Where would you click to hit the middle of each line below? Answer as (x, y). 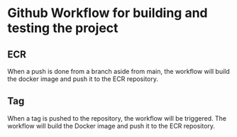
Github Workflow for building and (108, 13)
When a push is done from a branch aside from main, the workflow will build (119, 71)
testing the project (63, 28)
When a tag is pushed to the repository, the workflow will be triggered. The (117, 118)
